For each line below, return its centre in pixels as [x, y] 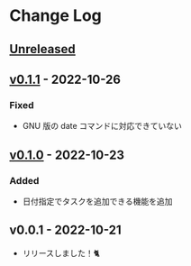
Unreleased [43, 49]
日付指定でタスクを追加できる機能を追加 [97, 201]
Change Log [55, 16]
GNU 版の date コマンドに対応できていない [102, 126]
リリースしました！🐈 [61, 252]
